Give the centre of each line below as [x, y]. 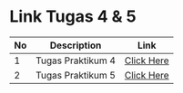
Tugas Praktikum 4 [76, 60]
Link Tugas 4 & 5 [73, 17]
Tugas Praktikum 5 [76, 75]
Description [76, 45]
